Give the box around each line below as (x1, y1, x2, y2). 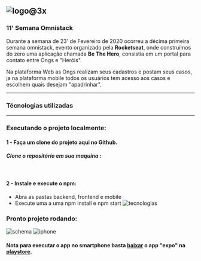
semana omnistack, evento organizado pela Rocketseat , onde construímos (6, 44, 191, 51)
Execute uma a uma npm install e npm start (14, 199, 121, 207)
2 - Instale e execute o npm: (6, 180, 77, 187)
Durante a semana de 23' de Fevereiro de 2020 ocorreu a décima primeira (6, 37, 190, 45)
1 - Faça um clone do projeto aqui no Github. (6, 139, 118, 146)
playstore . (6, 248, 32, 255)
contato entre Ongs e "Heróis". (6, 56, 82, 63)
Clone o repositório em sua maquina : (6, 152, 102, 159)
